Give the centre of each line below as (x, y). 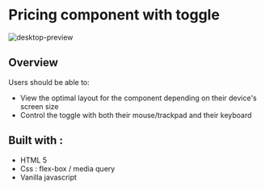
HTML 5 (34, 160)
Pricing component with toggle (114, 15)
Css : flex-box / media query (67, 168)
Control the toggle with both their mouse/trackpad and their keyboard (136, 115)
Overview (34, 63)
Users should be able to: (49, 82)
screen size (39, 106)
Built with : (36, 140)
